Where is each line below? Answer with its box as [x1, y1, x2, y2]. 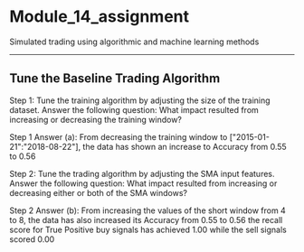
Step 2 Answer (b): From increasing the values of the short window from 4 [9, 205, 287, 216]
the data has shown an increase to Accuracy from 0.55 [82, 141, 287, 152]
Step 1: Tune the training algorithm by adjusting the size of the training [9, 95, 271, 106]
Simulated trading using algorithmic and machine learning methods [9, 36, 260, 47]
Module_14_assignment [9, 6, 190, 27]
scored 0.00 [9, 233, 55, 245]
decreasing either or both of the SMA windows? [9, 187, 188, 198]
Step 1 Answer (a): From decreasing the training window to [9, 131, 228, 142]
